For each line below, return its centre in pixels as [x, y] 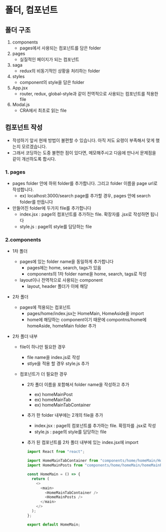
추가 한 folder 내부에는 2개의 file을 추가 [65, 415]
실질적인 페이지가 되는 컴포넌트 [49, 59]
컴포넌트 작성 [24, 127]
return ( [40, 479]
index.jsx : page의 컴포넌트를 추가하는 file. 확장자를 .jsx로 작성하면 [84, 214]
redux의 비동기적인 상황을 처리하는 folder [60, 71]
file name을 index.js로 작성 [53, 357]
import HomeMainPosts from [55, 465]
